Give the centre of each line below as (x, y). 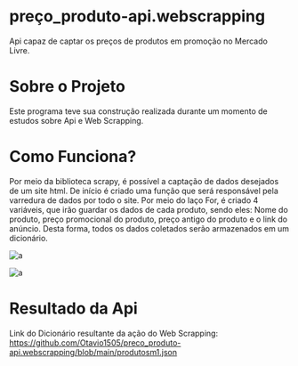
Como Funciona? (73, 157)
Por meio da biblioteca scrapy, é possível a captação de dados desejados (144, 181)
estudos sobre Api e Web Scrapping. (77, 120)
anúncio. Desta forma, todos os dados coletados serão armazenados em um (149, 228)
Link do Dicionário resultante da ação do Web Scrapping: (114, 333)
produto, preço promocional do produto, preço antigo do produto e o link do (148, 219)
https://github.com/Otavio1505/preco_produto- (95, 342)
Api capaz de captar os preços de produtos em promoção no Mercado (139, 41)
